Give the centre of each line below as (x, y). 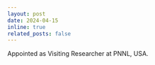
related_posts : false (39, 34)
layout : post (27, 14)
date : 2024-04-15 (33, 20)
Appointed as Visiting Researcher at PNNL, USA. (78, 54)
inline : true (27, 27)
